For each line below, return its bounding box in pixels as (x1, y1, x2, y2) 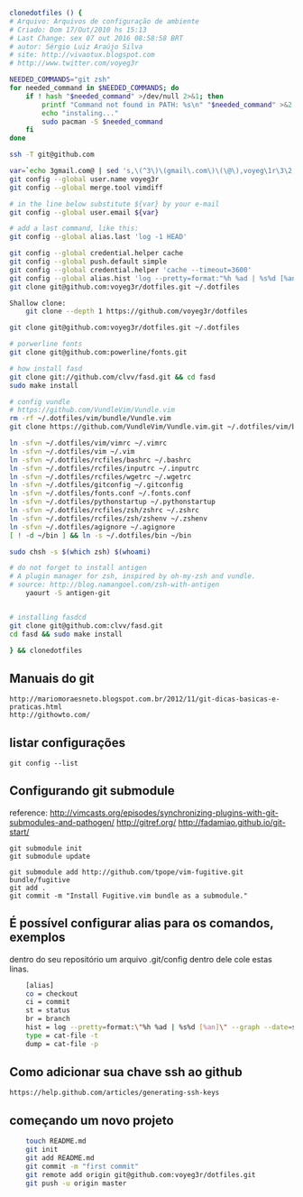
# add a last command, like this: (9, 224, 140, 234)
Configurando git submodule (9, 783, 175, 798)
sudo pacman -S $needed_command (41, 117, 164, 126)
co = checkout (25, 989, 78, 999)
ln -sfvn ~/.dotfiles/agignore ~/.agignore (9, 522, 176, 531)
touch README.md (25, 1137, 87, 1146)
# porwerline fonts (9, 339, 83, 349)
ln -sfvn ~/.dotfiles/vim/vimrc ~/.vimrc (9, 438, 168, 447)
